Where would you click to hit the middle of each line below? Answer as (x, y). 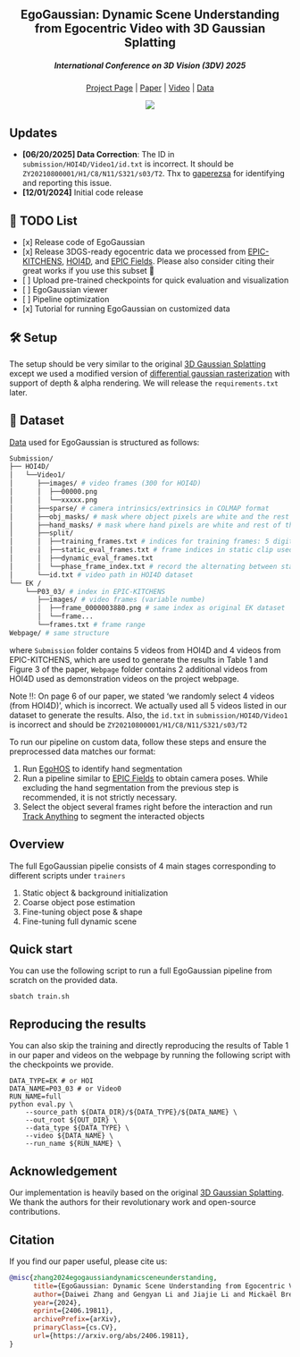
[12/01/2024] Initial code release (83, 192)
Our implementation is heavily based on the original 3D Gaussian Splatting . (146, 1192)
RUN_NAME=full (36, 1097)
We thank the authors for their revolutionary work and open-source (133, 1202)
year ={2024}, (57, 1302)
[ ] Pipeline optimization (66, 299)
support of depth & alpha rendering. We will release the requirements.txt (144, 383)
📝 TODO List (43, 221)
